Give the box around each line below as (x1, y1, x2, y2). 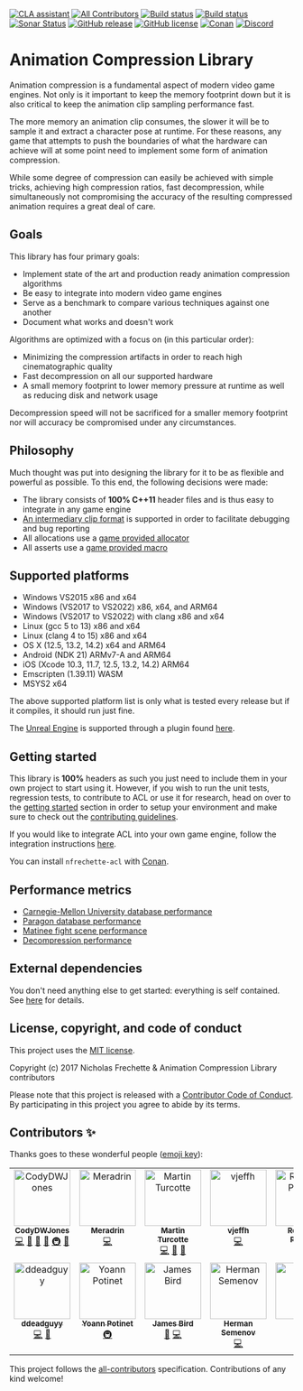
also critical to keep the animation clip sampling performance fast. (9, 98, 255, 109)
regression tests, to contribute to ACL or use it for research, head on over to (9, 793, 291, 803)
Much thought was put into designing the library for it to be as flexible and (9, 467, 284, 478)
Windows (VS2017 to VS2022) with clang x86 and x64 (22, 611, 225, 622)
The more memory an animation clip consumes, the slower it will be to (9, 116, 270, 126)
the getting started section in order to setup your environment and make (9, 802, 278, 812)
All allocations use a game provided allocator (22, 533, 189, 543)
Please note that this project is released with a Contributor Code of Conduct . (9, 1089, 294, 1100)
